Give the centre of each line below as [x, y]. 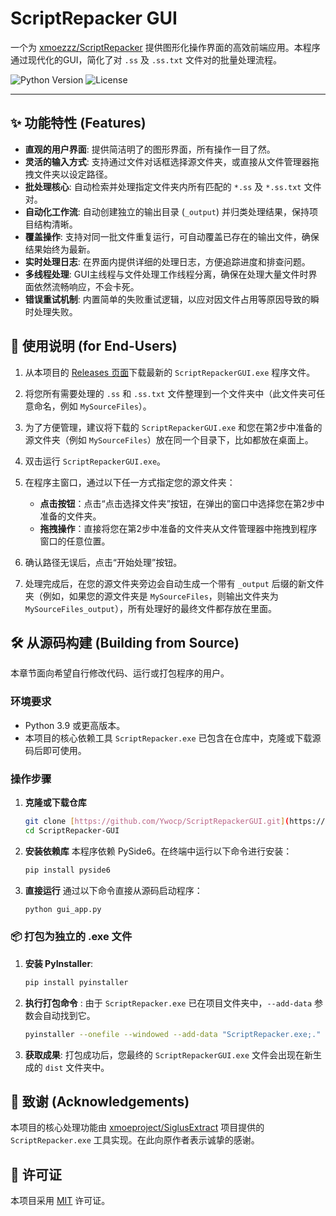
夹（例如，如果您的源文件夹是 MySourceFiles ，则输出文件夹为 [151, 596]
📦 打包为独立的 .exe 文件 [71, 937]
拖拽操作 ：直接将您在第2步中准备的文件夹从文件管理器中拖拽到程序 [178, 528]
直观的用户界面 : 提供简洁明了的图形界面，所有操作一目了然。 [150, 149]
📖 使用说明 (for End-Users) [94, 346]
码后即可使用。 [55, 750]
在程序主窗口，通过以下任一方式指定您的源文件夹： [130, 482]
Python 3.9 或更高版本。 [75, 725]
